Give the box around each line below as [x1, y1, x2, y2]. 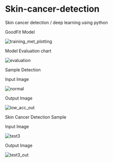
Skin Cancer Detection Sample [5, 114, 67, 120]
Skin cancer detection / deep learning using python [5, 20, 108, 25]
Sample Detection [5, 67, 41, 73]
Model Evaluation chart [5, 48, 52, 54]
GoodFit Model [5, 29, 35, 35]
